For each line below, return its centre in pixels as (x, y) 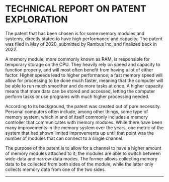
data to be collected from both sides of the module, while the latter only (79, 164)
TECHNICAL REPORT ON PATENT (76, 9)
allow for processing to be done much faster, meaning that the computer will (84, 80)
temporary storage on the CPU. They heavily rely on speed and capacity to (83, 64)
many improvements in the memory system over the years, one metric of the (84, 127)
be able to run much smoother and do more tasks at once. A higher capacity (84, 85)
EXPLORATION (36, 19)
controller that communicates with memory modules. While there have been (84, 122)
